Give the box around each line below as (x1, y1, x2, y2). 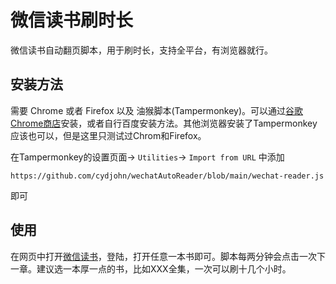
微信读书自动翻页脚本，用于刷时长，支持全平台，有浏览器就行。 (10, 44, 273, 56)
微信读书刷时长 (10, 9, 134, 32)
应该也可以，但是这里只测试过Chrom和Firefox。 (10, 129, 207, 141)
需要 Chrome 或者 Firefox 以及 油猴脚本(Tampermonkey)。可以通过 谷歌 (10, 104, 304, 116)
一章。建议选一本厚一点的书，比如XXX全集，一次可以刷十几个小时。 (10, 262, 292, 275)
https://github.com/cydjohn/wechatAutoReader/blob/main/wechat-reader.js (10, 171, 325, 181)
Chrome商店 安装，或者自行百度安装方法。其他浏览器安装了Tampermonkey (10, 117, 318, 129)
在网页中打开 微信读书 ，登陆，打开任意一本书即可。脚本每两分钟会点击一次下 (10, 250, 326, 262)
